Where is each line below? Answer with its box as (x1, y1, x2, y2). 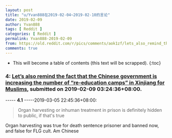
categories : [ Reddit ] (5, 31, 56, 36)
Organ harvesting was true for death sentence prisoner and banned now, (5, 122, 159, 128)
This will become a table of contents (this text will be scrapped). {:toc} (12, 60, 161, 66)
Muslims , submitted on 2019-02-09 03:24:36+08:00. (5, 85, 142, 92)
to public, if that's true (17, 112, 65, 119)
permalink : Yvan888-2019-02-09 (5, 36, 72, 42)
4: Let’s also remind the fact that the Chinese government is (5, 72, 157, 80)
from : (5, 41, 17, 46)
